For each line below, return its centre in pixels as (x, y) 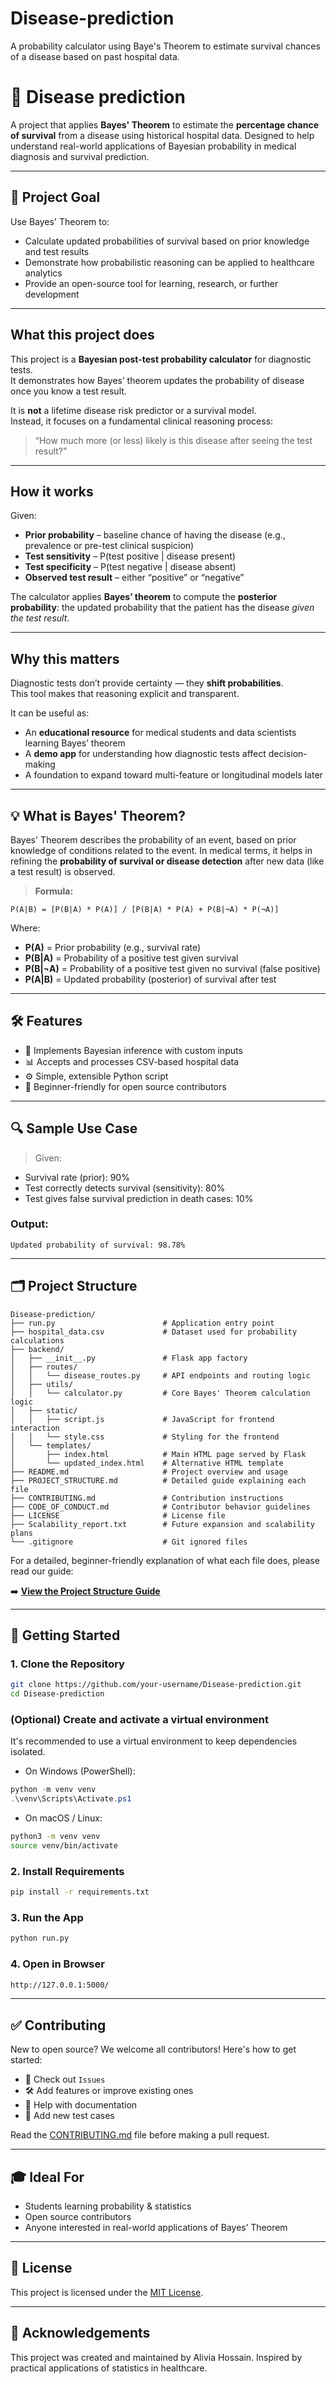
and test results (57, 251)
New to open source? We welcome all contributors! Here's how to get (153, 2049)
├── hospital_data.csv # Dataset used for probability (154, 1332)
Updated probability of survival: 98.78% (98, 1245)
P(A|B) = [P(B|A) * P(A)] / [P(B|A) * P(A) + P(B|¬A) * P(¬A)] (145, 909)
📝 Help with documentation (81, 2105)
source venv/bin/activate (64, 1846)
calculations (37, 1340)
